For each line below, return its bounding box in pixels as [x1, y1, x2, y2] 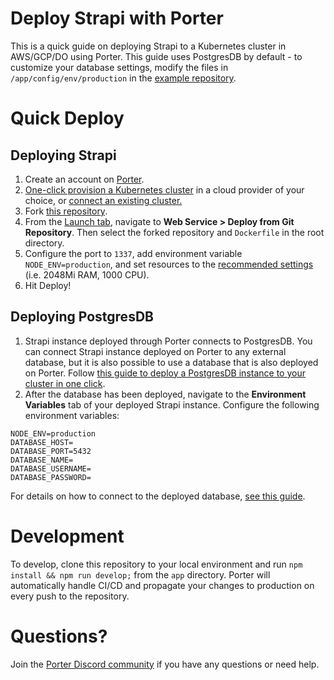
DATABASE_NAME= [10, 455, 74, 465]
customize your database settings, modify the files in [10, 61, 229, 73]
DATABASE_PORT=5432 [10, 446, 92, 456]
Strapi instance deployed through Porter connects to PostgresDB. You [24, 335, 313, 347]
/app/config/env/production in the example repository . [10, 72, 237, 84]
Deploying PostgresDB [10, 308, 154, 326]
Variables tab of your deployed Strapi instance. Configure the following [24, 398, 320, 411]
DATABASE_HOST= [10, 437, 74, 447]
